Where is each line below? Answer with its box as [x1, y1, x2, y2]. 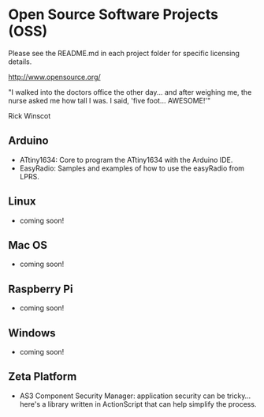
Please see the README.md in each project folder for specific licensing [8, 48, 240, 58]
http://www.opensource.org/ [8, 72, 101, 81]
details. [8, 57, 32, 66]
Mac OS [8, 239, 48, 252]
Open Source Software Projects [8, 6, 219, 24]
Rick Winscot [8, 111, 51, 120]
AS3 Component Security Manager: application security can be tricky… [19, 391, 251, 400]
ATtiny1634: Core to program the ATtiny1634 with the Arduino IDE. [19, 155, 233, 164]
